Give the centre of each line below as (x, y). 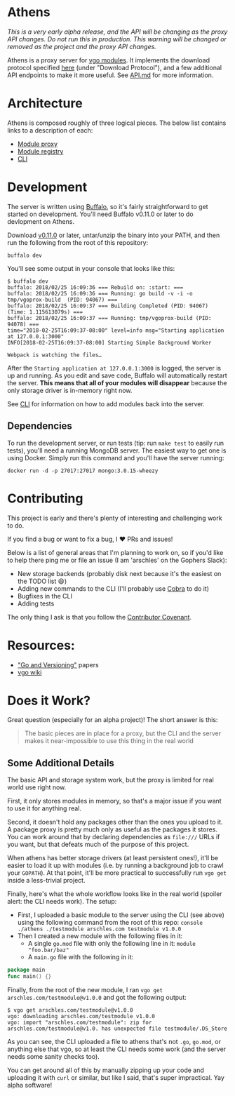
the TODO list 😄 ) (42, 581)
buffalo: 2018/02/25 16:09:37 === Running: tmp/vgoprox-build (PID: (109, 318)
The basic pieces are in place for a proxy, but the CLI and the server (123, 733)
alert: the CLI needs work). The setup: (62, 902)
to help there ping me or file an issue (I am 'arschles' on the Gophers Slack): (117, 560)
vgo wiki (29, 672)
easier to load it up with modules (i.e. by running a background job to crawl (116, 866)
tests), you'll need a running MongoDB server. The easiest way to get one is (117, 450)
